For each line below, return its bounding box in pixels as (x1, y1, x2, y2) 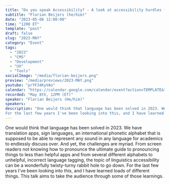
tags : (5, 45, 17, 50)
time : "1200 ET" (5, 21, 39, 27)
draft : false (5, 31, 33, 36)
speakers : (5, 102, 26, 107)
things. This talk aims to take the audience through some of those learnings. (5, 173, 163, 179)
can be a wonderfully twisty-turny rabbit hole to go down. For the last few (5, 162, 159, 168)
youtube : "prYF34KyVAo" (5, 82, 56, 87)
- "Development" (10, 59, 44, 64)
